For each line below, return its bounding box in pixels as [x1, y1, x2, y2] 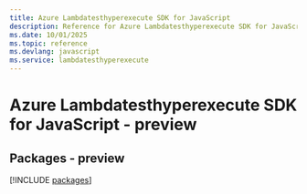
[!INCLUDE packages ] [9, 175, 92, 185]
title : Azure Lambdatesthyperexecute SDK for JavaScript [9, 13, 231, 23]
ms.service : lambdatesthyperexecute [9, 56, 149, 65]
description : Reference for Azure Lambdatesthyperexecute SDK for [9, 22, 268, 31]
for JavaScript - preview [9, 115, 197, 135]
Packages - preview [9, 150, 125, 166]
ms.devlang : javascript [9, 47, 101, 56]
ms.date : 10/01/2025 [9, 30, 89, 39]
